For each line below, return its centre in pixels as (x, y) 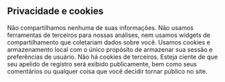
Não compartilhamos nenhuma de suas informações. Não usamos (100, 27)
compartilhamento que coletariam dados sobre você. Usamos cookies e (109, 42)
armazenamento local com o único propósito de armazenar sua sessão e (110, 49)
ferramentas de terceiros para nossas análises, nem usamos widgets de (109, 35)
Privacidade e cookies (56, 11)
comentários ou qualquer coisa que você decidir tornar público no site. (107, 71)
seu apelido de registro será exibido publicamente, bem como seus (102, 64)
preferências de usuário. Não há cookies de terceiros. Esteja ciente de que (113, 57)
